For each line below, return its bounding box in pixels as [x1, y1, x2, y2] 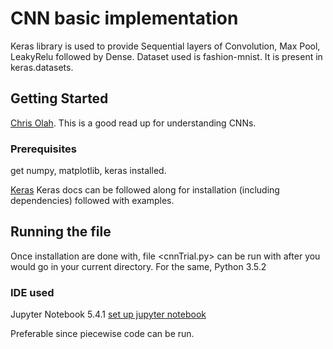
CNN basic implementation [10, 7, 239, 30]
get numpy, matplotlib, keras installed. [10, 165, 167, 177]
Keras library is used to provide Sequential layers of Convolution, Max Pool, [10, 40, 321, 52]
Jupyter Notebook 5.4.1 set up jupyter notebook [10, 308, 207, 321]
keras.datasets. [10, 61, 74, 73]
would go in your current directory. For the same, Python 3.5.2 [10, 260, 267, 272]
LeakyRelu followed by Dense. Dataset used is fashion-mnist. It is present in [10, 50, 323, 62]
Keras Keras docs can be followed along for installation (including [10, 184, 280, 196]
